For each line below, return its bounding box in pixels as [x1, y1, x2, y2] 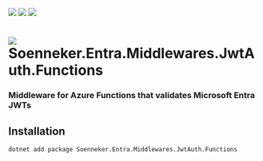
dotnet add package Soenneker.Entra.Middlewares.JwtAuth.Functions [8, 145, 238, 153]
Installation [8, 124, 66, 138]
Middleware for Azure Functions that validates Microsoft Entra [8, 90, 256, 101]
